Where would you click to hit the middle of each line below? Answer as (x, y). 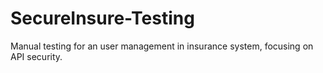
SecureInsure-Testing (102, 18)
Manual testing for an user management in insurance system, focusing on (162, 46)
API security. (36, 56)
